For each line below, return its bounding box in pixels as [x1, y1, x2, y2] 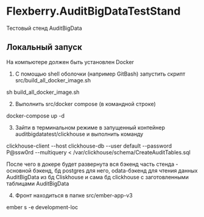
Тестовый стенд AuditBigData [6, 24, 82, 32]
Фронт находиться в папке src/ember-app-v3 [15, 191, 133, 199]
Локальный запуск [6, 42, 82, 52]
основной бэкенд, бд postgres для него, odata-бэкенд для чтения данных [6, 166, 198, 174]
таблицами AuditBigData [6, 180, 69, 187]
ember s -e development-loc [6, 203, 79, 211]
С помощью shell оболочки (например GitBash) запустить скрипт [15, 70, 186, 77]
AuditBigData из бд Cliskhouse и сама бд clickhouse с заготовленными [6, 173, 189, 180]
